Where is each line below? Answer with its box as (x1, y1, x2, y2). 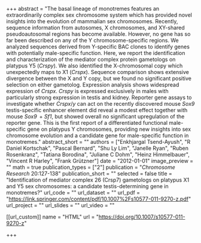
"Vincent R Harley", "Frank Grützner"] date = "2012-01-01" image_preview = (6, 158, 194, 164)
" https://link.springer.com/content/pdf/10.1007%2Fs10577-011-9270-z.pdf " (6, 195, 191, 202)
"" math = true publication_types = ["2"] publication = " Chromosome (6, 164, 175, 171)
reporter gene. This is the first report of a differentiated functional (6, 119, 168, 126)
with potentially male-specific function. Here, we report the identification (6, 50, 185, 56)
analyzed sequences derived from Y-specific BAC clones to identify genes (6, 43, 190, 50)
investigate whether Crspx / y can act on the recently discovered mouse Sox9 (6, 100, 195, 107)
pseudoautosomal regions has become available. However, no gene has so (6, 30, 191, 38)
